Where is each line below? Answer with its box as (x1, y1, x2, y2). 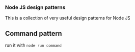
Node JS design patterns (5, 4, 66, 11)
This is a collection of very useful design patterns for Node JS (5, 15, 131, 21)
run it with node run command (5, 42, 62, 48)
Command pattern (5, 29, 62, 38)
